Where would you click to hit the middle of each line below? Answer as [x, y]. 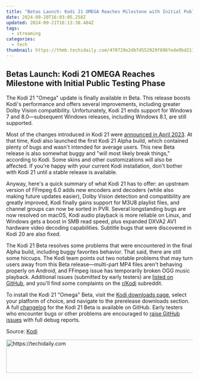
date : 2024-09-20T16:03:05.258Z [46, 17]
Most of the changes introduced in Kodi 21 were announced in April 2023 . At [99, 134]
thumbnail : [20, 50]
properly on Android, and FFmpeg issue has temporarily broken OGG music [98, 271]
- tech [20, 45]
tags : [13, 28]
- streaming [26, 34]
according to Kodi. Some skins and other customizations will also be [89, 159]
